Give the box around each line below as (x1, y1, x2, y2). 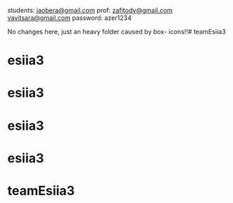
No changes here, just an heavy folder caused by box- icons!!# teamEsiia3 (7, 28, 227, 36)
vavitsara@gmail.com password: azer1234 (7, 14, 132, 22)
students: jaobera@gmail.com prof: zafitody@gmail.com (7, 6, 173, 14)
